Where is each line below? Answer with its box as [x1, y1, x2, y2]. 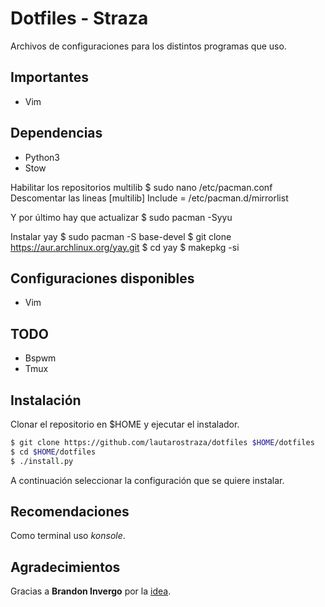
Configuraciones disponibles [10, 270, 195, 287]
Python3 [24, 151, 60, 163]
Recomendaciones [10, 503, 130, 521]
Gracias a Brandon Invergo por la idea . [10, 585, 172, 597]
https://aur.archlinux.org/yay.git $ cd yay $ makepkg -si [10, 241, 240, 253]
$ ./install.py [10, 456, 74, 466]
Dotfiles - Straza [10, 7, 149, 30]
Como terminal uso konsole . [10, 530, 126, 542]
